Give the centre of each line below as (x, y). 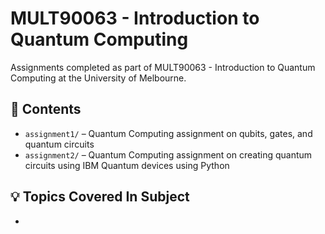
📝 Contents (46, 109)
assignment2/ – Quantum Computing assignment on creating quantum (168, 154)
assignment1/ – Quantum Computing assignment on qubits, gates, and (168, 133)
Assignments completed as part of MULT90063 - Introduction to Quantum (163, 67)
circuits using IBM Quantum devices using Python (127, 165)
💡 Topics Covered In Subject (100, 197)
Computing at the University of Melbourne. (98, 78)
